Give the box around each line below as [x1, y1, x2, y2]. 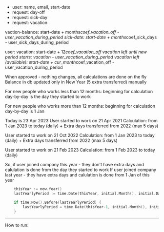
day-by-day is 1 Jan [5, 108, 45, 114]
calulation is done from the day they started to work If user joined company [5, 167, 157, 173]
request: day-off [12, 9, 45, 15]
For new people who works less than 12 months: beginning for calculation [5, 89, 153, 94]
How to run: [5, 222, 29, 228]
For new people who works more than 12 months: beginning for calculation [5, 103, 155, 109]
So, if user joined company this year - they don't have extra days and [5, 162, 144, 167]
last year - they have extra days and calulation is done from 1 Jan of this [5, 172, 150, 177]
